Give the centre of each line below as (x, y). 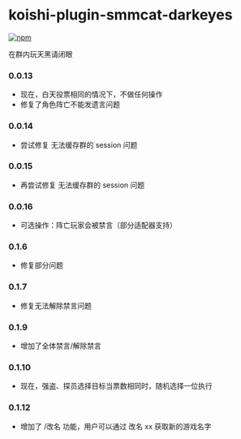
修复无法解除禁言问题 (56, 305)
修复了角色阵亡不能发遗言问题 (70, 105)
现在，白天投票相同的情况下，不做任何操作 (91, 94)
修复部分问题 (41, 265)
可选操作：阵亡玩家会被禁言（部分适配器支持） (98, 226)
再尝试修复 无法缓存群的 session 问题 (82, 185)
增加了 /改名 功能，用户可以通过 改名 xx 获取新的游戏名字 (116, 426)
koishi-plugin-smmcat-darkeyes (120, 15)
